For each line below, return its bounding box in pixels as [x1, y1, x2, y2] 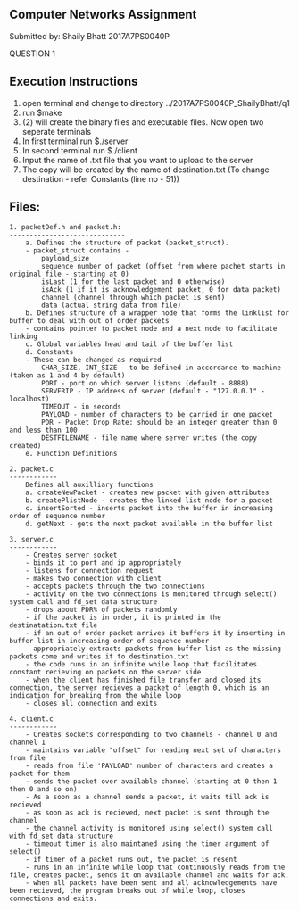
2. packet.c [9, 465, 54, 474]
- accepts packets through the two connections [25, 582, 205, 591]
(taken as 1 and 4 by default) [9, 371, 126, 380]
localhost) [9, 394, 50, 404]
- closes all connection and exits [25, 699, 158, 708]
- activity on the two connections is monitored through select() [25, 590, 278, 599]
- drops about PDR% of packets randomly [25, 606, 178, 615]
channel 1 [9, 738, 46, 748]
